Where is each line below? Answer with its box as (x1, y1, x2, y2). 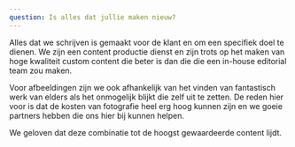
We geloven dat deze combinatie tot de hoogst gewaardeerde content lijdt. (9, 127, 282, 137)
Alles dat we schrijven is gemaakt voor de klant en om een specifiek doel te (9, 37, 285, 48)
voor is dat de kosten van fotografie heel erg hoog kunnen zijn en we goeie (9, 100, 283, 111)
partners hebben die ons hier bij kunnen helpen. (9, 110, 184, 121)
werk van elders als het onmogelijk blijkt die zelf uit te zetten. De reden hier (9, 92, 284, 102)
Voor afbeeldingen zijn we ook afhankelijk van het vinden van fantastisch (9, 82, 276, 92)
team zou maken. (9, 65, 73, 76)
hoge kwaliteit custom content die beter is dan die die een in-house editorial (9, 55, 287, 66)
